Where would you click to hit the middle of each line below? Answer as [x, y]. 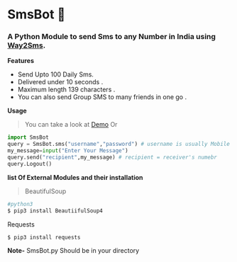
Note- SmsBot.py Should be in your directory [73, 251]
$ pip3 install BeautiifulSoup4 [55, 211]
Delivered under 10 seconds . [60, 82]
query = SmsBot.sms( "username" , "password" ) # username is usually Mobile [119, 144]
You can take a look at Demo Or [71, 125]
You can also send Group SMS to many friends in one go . [102, 97]
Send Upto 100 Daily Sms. [56, 74]
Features [21, 61]
